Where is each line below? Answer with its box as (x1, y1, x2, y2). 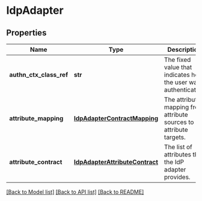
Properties (6, 28, 47, 38)
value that (164, 63, 192, 71)
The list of (164, 143, 192, 151)
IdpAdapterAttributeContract (74, 158, 158, 166)
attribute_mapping (9, 114, 64, 122)
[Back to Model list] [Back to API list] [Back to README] (6, 188, 144, 196)
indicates (164, 70, 191, 79)
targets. (164, 133, 186, 141)
